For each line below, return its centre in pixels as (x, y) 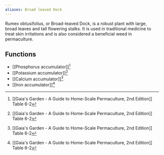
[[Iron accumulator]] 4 (33, 84)
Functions (21, 54)
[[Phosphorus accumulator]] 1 (41, 66)
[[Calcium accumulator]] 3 (38, 78)
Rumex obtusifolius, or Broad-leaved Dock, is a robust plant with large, (76, 23)
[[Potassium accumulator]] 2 (40, 72)
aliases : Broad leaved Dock (34, 10)
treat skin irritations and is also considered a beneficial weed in (69, 34)
